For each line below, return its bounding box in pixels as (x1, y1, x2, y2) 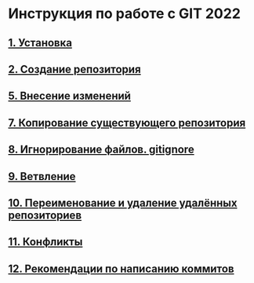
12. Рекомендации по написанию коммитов (8, 262, 234, 275)
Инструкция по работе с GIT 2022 (8, 5, 241, 23)
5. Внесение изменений (8, 90, 132, 103)
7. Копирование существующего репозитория (8, 116, 246, 130)
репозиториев (8, 208, 82, 222)
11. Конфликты (8, 235, 83, 248)
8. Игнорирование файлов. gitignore (8, 143, 194, 156)
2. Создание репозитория (8, 62, 141, 75)
